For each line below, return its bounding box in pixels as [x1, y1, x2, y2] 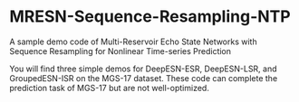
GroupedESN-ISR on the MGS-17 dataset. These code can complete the [9, 72, 278, 83]
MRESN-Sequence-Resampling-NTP [9, 6, 292, 27]
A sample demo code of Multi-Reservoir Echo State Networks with [9, 36, 257, 47]
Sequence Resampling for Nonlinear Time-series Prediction [9, 45, 232, 56]
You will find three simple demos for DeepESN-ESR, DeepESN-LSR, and [9, 63, 278, 74]
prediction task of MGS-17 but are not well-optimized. [9, 82, 210, 93]
